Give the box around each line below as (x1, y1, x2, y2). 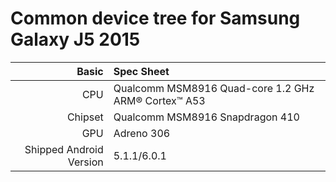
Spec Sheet (113, 64, 170, 78)
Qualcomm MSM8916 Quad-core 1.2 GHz (113, 81, 315, 95)
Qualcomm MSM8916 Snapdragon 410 (113, 110, 300, 124)
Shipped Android (24, 142, 104, 156)
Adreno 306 (113, 126, 171, 140)
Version (67, 155, 104, 169)
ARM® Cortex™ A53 (113, 93, 206, 107)
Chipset (66, 110, 104, 124)
